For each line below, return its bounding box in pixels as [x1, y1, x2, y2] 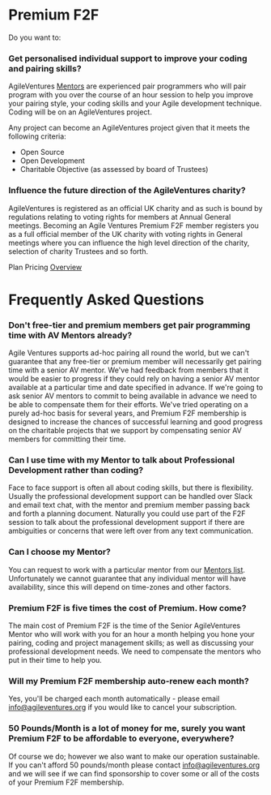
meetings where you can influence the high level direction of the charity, [8, 238, 250, 247]
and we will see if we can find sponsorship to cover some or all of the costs [8, 768, 260, 778]
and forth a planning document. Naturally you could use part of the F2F [8, 509, 246, 518]
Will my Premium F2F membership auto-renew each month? [8, 675, 249, 686]
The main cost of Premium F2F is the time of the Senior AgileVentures [8, 621, 241, 630]
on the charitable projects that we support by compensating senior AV [8, 426, 243, 436]
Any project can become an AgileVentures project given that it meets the [8, 123, 251, 133]
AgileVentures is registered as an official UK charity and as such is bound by [8, 203, 263, 213]
